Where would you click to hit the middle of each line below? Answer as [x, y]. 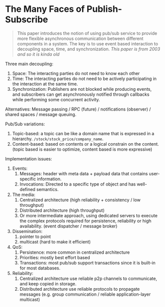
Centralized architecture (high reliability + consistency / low [80, 200]
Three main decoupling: [29, 64]
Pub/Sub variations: [25, 124]
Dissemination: [27, 231]
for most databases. [40, 268]
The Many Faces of [45, 9]
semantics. [48, 189]
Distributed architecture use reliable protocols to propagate [80, 289]
